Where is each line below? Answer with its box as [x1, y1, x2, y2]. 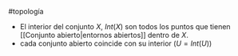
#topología [8, 7, 44, 16]
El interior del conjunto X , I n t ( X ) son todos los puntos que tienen [19, 22, 231, 31]
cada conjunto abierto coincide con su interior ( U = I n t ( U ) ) [19, 39, 212, 48]
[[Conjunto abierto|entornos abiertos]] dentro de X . [19, 31, 189, 39]
